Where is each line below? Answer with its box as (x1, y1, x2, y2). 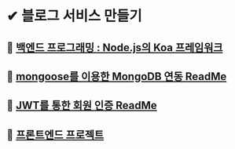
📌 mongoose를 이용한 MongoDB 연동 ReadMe (6, 70, 227, 83)
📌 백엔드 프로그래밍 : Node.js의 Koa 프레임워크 (6, 41, 223, 54)
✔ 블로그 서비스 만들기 (6, 7, 142, 25)
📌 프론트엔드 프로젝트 (6, 128, 105, 141)
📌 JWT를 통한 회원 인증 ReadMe (6, 99, 157, 112)
